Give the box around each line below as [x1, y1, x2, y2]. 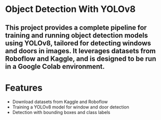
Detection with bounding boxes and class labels [12, 109, 111, 115]
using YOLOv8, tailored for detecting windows [5, 39, 152, 47]
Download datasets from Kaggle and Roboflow [12, 99, 108, 105]
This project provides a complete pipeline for [5, 23, 147, 32]
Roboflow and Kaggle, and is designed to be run [5, 54, 157, 63]
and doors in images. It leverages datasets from [5, 46, 156, 55]
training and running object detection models [5, 31, 148, 39]
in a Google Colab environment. [5, 62, 105, 71]
